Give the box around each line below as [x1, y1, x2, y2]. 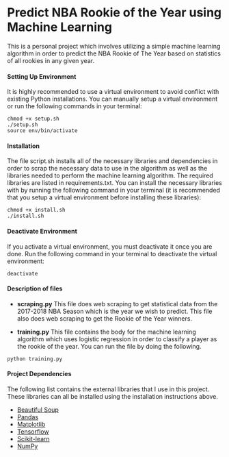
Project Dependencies [7, 370, 72, 378]
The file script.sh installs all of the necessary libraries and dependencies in [7, 157, 218, 165]
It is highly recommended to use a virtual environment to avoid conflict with [7, 88, 219, 96]
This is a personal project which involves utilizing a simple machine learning [7, 42, 221, 50]
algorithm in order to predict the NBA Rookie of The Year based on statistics [7, 49, 221, 58]
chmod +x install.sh [7, 207, 66, 214]
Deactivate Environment [7, 227, 77, 235]
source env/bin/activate [7, 127, 78, 134]
